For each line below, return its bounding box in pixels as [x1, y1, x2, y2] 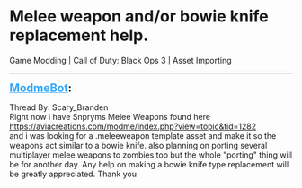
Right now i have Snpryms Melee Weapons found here [9, 111, 211, 122]
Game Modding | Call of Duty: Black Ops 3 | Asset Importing [9, 55, 232, 65]
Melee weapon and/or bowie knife [9, 6, 269, 27]
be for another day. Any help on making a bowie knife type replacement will [9, 158, 289, 169]
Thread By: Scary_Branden [9, 101, 109, 113]
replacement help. [9, 25, 149, 46]
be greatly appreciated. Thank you [9, 168, 138, 179]
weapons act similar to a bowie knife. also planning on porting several [9, 140, 268, 150]
